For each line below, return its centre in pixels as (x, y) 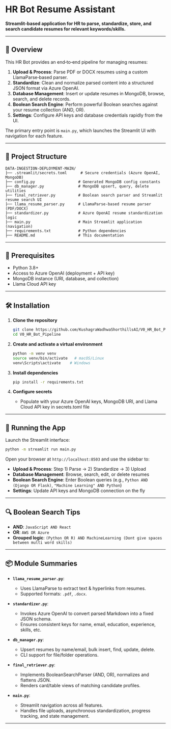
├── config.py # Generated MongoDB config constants (83, 182)
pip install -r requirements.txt (48, 382)
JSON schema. (36, 619)
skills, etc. (31, 630)
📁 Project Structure (36, 157)
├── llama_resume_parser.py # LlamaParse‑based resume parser (78, 204)
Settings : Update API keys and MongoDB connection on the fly (79, 491)
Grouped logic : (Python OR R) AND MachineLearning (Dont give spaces (87, 537)
